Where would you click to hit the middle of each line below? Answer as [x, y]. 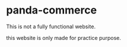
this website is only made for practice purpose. [64, 38]
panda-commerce [51, 10]
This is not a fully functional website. [51, 26]
